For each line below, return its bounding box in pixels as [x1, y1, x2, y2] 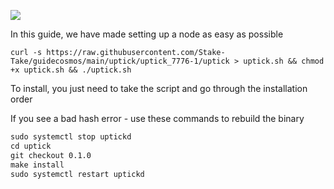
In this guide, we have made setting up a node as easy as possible [10, 28, 284, 40]
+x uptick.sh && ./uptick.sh [10, 65, 132, 75]
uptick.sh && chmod [243, 56, 325, 66]
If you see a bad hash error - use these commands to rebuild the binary [10, 113, 305, 124]
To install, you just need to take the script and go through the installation [10, 83, 308, 94]
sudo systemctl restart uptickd [10, 169, 145, 179]
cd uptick [10, 141, 52, 151]
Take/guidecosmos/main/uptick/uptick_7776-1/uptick [10, 56, 230, 66]
